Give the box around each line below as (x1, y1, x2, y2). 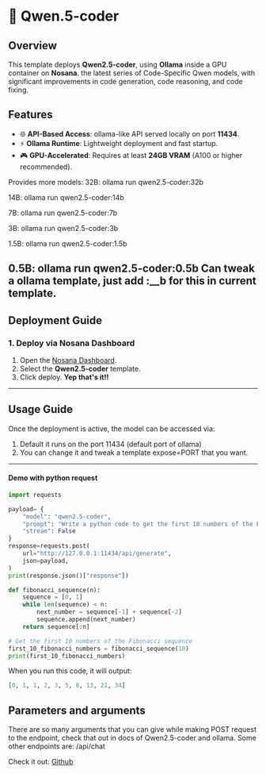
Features (8, 108, 53, 121)
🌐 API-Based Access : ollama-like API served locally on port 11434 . (19, 129, 240, 138)
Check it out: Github (8, 757, 74, 767)
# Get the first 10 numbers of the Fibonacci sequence (8, 637, 193, 645)
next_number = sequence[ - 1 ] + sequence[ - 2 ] (36, 608, 182, 616)
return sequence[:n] (22, 622, 90, 630)
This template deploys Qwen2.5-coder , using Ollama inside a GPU (8, 60, 227, 69)
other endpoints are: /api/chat (8, 741, 105, 751)
